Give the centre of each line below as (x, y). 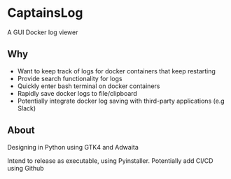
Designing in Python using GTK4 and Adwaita (73, 147)
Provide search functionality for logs (70, 78)
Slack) (27, 108)
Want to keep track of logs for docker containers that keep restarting (116, 71)
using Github (26, 168)
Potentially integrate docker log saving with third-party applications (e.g (121, 101)
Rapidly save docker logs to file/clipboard (77, 93)
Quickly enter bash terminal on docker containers (89, 86)
